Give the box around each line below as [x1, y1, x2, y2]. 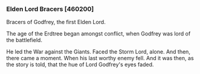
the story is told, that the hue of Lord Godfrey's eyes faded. [6, 61, 154, 68]
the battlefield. [6, 37, 42, 44]
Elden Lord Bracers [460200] [6, 5, 94, 13]
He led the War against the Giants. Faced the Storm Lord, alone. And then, [6, 48, 190, 55]
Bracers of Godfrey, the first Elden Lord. [6, 19, 106, 26]
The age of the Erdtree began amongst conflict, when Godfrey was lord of [6, 30, 191, 37]
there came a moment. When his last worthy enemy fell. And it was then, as [6, 55, 195, 62]
